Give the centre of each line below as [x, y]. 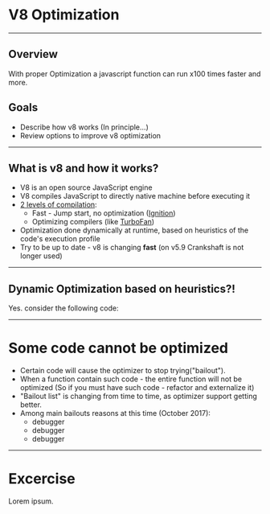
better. [31, 405]
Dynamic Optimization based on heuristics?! [122, 288]
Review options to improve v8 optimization [90, 135]
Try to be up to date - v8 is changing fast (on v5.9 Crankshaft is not [132, 248]
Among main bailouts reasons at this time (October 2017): [115, 413]
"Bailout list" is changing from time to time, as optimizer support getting [138, 397]
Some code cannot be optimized [119, 348]
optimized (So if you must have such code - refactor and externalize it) [137, 388]
